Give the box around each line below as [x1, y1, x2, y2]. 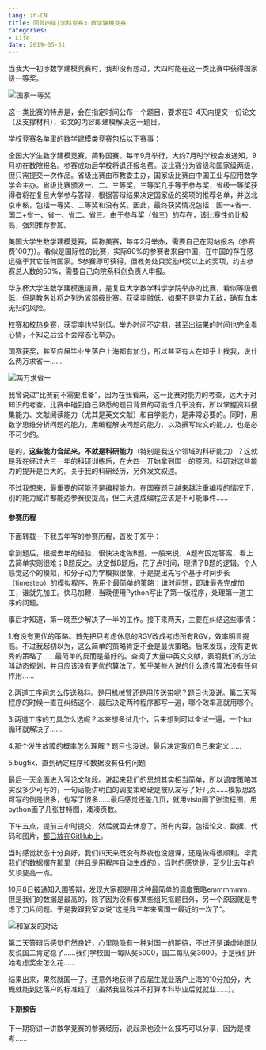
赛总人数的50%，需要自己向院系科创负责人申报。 [8, 267, 169, 276]
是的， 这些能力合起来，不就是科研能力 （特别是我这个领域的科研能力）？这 [8, 446, 251, 456]
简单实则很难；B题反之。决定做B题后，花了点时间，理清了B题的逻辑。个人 [14, 559, 258, 568]
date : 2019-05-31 [8, 41, 66, 49]
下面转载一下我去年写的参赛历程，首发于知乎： [8, 532, 161, 541]
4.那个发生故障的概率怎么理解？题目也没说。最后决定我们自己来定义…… [8, 741, 241, 751]
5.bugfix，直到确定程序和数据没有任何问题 [8, 758, 146, 768]
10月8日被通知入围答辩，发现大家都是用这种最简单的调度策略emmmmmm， [8, 885, 255, 894]
